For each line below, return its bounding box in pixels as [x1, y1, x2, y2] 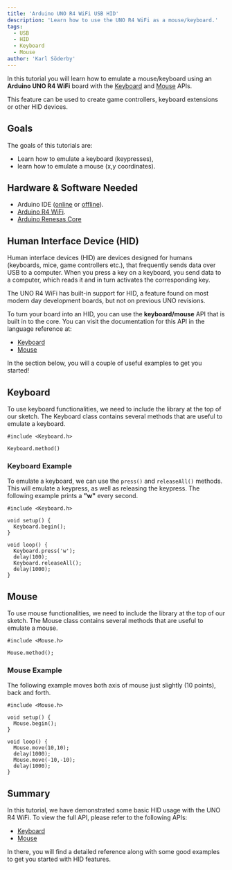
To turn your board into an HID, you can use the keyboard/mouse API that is [7, 310, 225, 318]
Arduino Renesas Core [17, 215, 82, 223]
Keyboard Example [7, 461, 73, 470]
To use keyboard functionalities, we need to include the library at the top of [7, 405, 222, 413]
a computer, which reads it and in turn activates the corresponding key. [7, 275, 211, 284]
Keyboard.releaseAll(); [13, 560, 82, 567]
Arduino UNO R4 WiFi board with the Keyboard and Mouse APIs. [7, 81, 193, 90]
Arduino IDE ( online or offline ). [17, 201, 104, 209]
